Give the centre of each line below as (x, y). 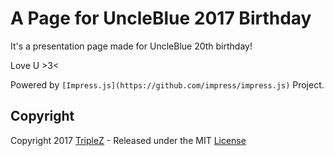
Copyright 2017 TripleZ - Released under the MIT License (128, 140)
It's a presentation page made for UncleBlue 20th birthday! (131, 46)
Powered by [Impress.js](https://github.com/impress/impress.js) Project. (167, 84)
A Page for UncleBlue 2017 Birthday (161, 18)
